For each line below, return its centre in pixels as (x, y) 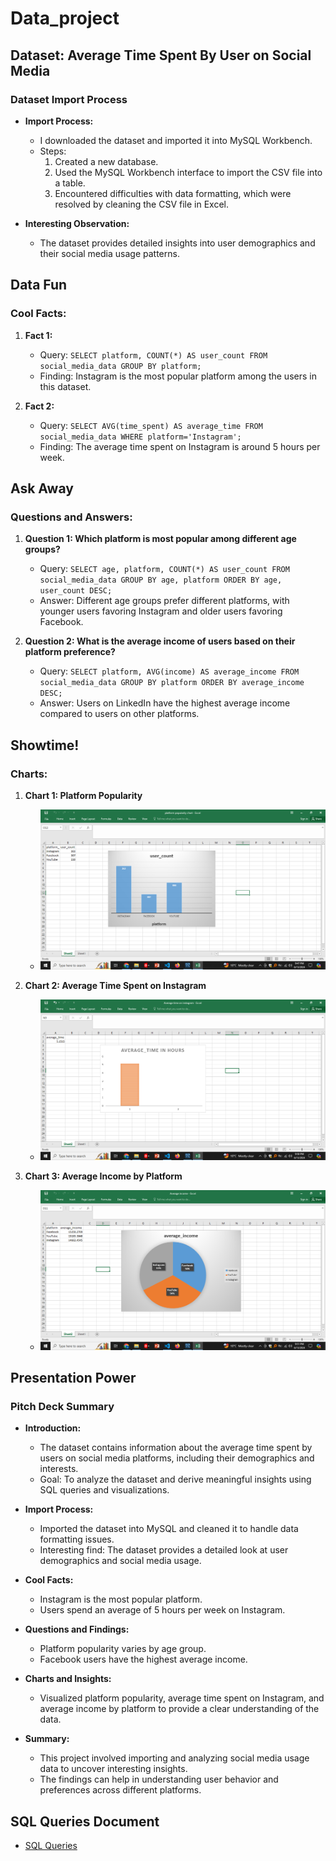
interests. (59, 1469)
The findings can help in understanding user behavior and (159, 1779)
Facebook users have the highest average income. (143, 1659)
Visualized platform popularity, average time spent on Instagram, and (182, 1698)
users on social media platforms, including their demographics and (177, 1458)
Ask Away (42, 488)
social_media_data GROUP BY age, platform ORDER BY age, (161, 580)
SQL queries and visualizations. (104, 1490)
